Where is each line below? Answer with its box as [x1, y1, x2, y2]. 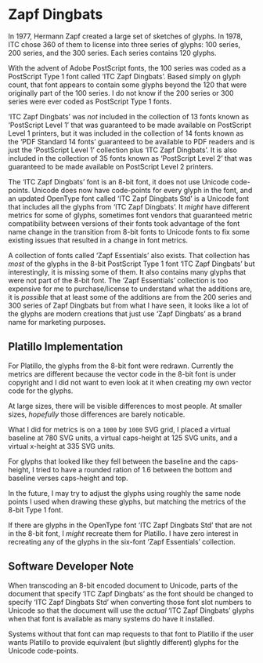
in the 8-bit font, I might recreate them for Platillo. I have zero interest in [8, 528, 239, 538]
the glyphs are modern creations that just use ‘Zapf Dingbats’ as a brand [8, 308, 242, 319]
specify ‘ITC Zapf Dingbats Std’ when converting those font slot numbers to [8, 597, 252, 607]
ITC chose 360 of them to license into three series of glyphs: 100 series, [8, 39, 241, 49]
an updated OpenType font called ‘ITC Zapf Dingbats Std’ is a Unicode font [8, 194, 249, 203]
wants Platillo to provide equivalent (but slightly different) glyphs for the [8, 637, 239, 647]
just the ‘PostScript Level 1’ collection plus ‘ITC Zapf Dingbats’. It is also [8, 145, 237, 155]
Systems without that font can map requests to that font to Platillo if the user [8, 629, 254, 639]
